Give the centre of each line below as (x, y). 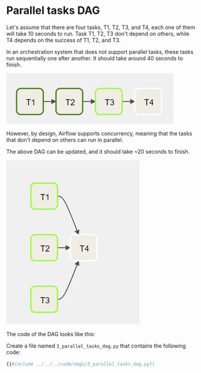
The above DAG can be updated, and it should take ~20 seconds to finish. (98, 151)
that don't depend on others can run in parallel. (65, 140)
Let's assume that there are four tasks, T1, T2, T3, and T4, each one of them (101, 27)
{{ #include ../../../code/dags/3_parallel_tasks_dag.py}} (81, 364)
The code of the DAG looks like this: (51, 334)
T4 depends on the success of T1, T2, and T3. (63, 40)
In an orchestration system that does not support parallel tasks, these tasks (100, 51)
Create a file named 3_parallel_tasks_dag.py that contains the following (96, 346)
